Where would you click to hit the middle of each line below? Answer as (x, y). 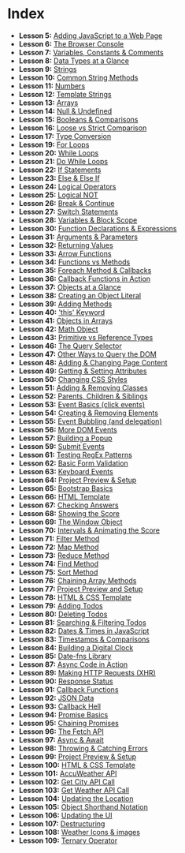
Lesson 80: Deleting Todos (63, 614)
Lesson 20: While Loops (59, 153)
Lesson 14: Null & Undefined (65, 110)
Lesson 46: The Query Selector (70, 346)
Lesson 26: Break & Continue (67, 203)
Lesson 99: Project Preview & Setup (78, 756)
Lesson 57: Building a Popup (65, 438)
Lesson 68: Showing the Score (69, 513)
